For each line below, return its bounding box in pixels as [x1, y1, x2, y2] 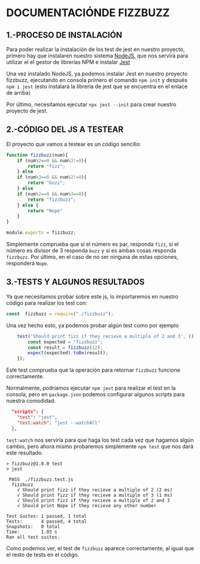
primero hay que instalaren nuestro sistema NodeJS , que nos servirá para [6, 52, 189, 59]
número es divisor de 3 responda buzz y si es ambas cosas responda [6, 247, 177, 254]
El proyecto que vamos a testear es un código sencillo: [6, 140, 141, 147]
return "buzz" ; [28, 180, 66, 186]
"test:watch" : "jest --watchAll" [17, 420, 101, 426]
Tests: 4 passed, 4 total [6, 518, 87, 524]
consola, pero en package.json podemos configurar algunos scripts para [6, 391, 185, 398]
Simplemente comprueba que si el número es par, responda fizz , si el [6, 240, 179, 248]
